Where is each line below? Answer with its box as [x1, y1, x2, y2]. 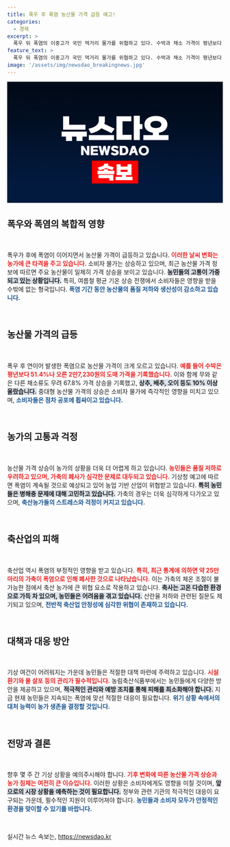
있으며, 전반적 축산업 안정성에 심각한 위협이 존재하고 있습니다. [25, 600, 188, 609]
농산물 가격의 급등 [7, 329, 78, 340]
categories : [7, 18, 41, 25]
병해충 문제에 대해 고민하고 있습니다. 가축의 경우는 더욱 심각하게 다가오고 [19, 490, 212, 498]
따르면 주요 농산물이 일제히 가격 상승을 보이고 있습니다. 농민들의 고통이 [19, 268, 207, 277]
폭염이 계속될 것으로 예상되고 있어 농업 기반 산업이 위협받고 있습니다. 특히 [14, 481, 210, 489]
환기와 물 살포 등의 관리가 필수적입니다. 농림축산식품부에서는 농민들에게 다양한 [7, 677, 214, 685]
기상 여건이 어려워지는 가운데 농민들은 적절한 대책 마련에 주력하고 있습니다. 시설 [7, 668, 219, 677]
